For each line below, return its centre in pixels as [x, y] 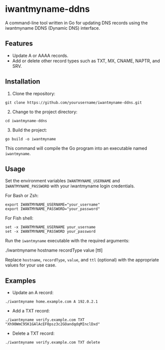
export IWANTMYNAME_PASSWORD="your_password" [52, 209]
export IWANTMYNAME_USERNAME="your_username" [52, 205]
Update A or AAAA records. [40, 55]
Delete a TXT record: [33, 333]
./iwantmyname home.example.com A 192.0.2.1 [51, 302]
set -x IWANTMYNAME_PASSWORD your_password [50, 232]
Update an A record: [33, 293]
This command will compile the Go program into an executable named [76, 148]
